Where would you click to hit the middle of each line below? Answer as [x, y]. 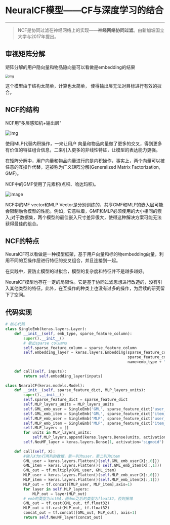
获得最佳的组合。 [23, 223]
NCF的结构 [22, 110]
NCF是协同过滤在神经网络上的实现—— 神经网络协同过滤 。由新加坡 [87, 30]
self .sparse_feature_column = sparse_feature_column [80, 348]
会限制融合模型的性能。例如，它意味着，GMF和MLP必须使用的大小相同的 [81, 211]
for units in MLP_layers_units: [58, 433]
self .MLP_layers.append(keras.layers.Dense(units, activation [99, 437]
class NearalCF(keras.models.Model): [45, 386]
